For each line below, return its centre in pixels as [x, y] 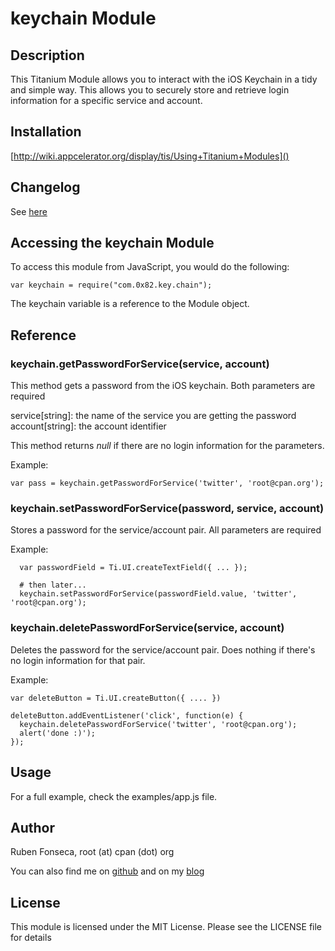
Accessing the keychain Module [112, 243]
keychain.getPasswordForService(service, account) [140, 364]
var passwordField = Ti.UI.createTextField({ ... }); [133, 568]
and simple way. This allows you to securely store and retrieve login [150, 90]
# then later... [53, 585]
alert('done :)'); [58, 733]
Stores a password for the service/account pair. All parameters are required [166, 530]
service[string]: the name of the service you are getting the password [153, 416]
